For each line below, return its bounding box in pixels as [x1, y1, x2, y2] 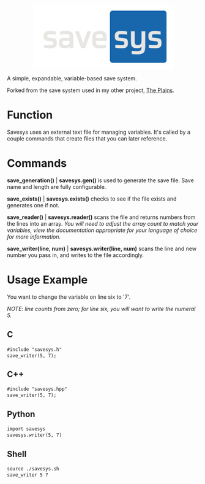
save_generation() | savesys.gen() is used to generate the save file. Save [7, 177, 195, 184]
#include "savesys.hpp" [7, 386, 68, 393]
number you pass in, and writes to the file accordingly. [7, 251, 144, 259]
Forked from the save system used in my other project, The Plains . [7, 86, 174, 94]
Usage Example [7, 273, 88, 287]
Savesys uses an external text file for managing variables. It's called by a [7, 128, 191, 136]
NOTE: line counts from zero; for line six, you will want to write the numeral [7, 305, 196, 312]
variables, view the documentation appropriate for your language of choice [7, 226, 198, 234]
